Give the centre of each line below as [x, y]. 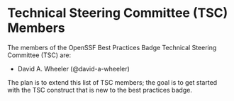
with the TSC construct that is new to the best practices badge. [100, 90]
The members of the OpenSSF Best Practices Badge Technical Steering [112, 47]
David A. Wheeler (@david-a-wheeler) [73, 69]
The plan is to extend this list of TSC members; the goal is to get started [112, 82]
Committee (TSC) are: [39, 55]
